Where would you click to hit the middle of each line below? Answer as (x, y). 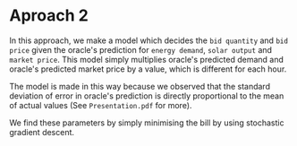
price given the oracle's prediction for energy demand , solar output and (141, 49)
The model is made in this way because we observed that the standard (140, 86)
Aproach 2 (49, 16)
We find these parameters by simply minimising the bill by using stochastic (147, 123)
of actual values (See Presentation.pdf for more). (101, 105)
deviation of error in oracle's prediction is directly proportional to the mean (147, 96)
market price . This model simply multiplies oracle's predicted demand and (147, 59)
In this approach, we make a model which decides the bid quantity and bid (149, 40)
